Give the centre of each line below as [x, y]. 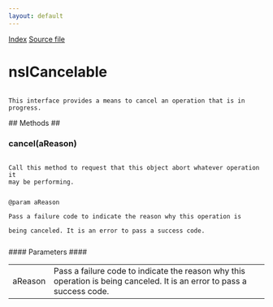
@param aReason [34, 202]
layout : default [36, 16]
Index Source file [37, 39]
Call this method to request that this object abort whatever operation [134, 167]
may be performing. [41, 182]
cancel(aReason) [43, 144]
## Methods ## [35, 123]
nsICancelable [58, 72]
